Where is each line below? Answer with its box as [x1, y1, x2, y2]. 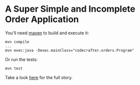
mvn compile [5, 39, 29, 44]
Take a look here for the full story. [5, 74, 73, 80]
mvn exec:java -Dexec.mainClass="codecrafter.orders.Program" [5, 48, 134, 53]
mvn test [5, 66, 23, 71]
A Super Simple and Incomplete [5, 3, 136, 15]
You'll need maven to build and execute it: [5, 30, 89, 36]
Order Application [5, 14, 79, 25]
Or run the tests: [5, 56, 38, 62]
